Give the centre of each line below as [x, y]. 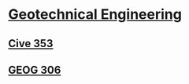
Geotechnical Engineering [95, 15]
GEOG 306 [35, 69]
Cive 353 [31, 44]
